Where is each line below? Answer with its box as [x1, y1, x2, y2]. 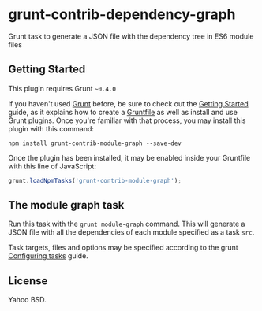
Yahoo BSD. [8, 295, 47, 305]
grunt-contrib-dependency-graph [8, 6, 236, 24]
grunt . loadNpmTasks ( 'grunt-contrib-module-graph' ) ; [8, 176, 182, 184]
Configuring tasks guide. [8, 251, 88, 261]
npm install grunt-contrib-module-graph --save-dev [8, 139, 182, 147]
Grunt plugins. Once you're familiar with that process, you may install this [8, 116, 246, 125]
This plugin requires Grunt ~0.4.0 [8, 83, 117, 93]
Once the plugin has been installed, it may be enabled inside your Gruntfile [8, 153, 251, 162]
